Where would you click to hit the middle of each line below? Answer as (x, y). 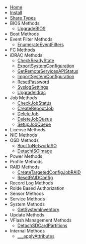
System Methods (27, 204)
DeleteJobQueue (35, 119)
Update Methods (27, 215)
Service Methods (27, 199)
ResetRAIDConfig (35, 178)
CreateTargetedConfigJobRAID (49, 172)
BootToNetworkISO (37, 146)
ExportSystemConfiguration (46, 66)
